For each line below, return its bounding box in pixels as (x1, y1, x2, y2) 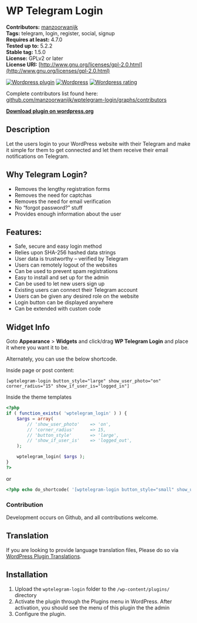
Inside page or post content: (6, 367, 74, 374)
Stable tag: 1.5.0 (6, 48, 46, 55)
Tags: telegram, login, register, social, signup (6, 29, 116, 36)
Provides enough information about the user (14, 210, 121, 217)
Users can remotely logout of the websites (14, 261, 118, 268)
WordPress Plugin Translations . (6, 553, 82, 560)
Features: (6, 227, 42, 237)
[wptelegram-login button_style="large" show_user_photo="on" (6, 378, 161, 384)
